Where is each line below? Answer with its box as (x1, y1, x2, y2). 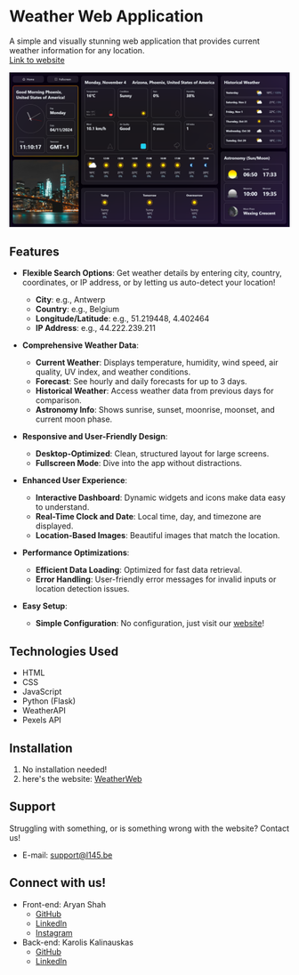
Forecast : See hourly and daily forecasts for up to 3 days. (35, 376, 247, 387)
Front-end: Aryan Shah (21, 898, 107, 909)
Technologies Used (9, 643, 118, 659)
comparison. (35, 395, 82, 406)
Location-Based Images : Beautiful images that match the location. (35, 530, 280, 541)
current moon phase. (35, 414, 113, 424)
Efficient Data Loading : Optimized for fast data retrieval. (35, 565, 243, 576)
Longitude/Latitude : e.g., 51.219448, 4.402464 (35, 313, 210, 324)
